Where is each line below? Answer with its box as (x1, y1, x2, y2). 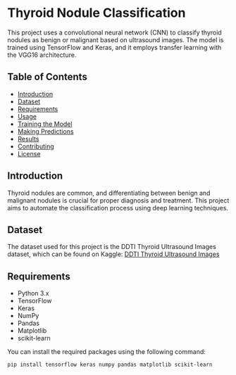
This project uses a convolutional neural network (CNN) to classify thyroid (7, 28, 222, 37)
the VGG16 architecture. (7, 51, 77, 59)
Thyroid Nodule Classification (7, 5, 186, 21)
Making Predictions (17, 127, 74, 135)
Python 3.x (17, 289, 49, 298)
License (17, 149, 41, 158)
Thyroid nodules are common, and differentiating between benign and (7, 189, 211, 197)
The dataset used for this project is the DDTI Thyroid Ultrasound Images (7, 243, 216, 251)
